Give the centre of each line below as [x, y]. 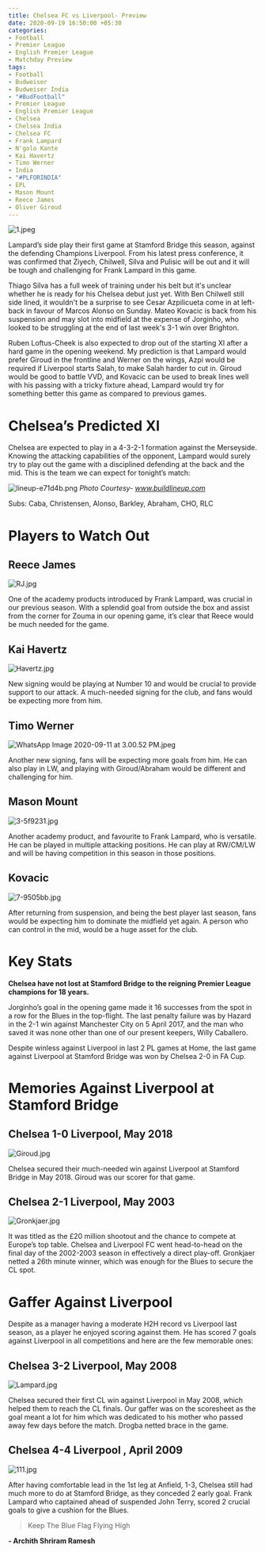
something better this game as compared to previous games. [108, 394]
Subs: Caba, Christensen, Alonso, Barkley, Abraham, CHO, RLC [111, 503]
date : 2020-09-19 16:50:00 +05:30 [65, 23]
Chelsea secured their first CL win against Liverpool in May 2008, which [126, 1401]
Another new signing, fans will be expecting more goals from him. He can [128, 760]
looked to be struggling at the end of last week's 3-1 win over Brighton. [124, 328]
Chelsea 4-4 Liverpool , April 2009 [96, 1450]
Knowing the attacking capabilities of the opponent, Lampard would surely [129, 456]
